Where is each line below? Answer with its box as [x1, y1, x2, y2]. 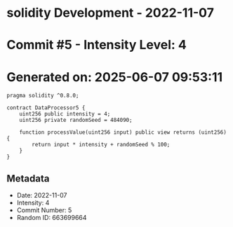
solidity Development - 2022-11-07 [6, 5, 215, 21]
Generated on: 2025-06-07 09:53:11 [6, 69, 223, 85]
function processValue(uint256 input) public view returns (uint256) [19, 129, 227, 136]
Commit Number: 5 [16, 206, 72, 214]
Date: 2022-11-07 [16, 191, 67, 200]
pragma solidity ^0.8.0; [6, 92, 79, 99]
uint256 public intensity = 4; [19, 111, 111, 118]
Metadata [6, 172, 50, 184]
